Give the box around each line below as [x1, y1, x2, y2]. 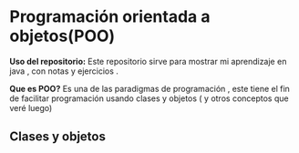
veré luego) [9, 102, 53, 113]
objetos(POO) [9, 25, 116, 46]
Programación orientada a [9, 6, 211, 27]
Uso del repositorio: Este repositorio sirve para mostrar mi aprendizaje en [9, 56, 287, 66]
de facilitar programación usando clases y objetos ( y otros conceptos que [9, 93, 289, 104]
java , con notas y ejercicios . [9, 66, 119, 76]
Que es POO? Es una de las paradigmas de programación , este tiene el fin [9, 83, 290, 94]
